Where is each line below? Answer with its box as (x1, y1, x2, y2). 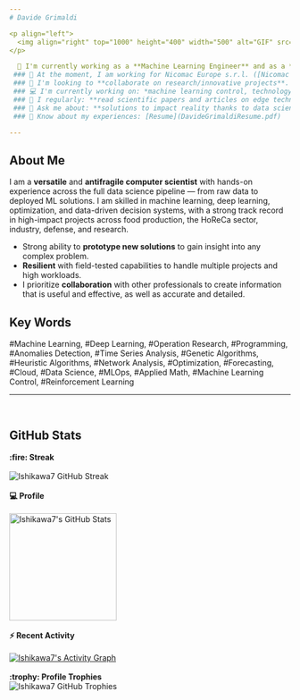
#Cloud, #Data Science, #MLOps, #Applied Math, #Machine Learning (9, 367, 264, 377)
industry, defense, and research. (9, 224, 129, 235)
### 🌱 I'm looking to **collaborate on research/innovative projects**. (12, 79, 290, 88)
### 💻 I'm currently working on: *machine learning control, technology (12, 87, 293, 96)
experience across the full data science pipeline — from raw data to (9, 186, 259, 197)
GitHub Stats (9, 428, 82, 443)
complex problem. (21, 251, 89, 262)
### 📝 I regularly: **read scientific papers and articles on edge (12, 95, 270, 104)
